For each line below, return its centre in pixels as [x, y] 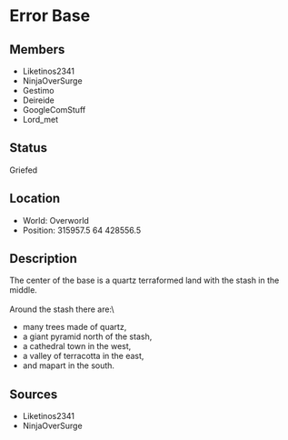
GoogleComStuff [54, 110]
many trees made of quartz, [74, 327]
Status [29, 148]
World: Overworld [55, 220]
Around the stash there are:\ [62, 309]
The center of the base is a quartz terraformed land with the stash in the [144, 280]
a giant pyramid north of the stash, [87, 336]
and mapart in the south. [69, 365]
